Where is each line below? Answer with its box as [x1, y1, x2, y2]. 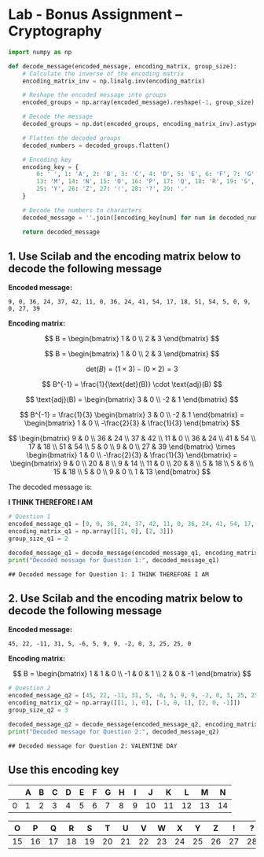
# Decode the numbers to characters [22, 206, 143, 214]
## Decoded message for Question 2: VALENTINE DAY [8, 741, 178, 750]
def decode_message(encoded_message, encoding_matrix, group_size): [8, 62, 237, 70]
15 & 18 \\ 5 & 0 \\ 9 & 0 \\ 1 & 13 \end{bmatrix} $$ [53, 467, 211, 476]
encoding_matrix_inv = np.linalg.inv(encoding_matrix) [22, 77, 206, 85]
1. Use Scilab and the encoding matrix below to [8, 249, 241, 263]
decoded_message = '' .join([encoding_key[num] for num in [22, 214, 216, 222]
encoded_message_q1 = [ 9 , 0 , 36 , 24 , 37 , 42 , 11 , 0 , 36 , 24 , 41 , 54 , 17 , [8, 520, 255, 528]
